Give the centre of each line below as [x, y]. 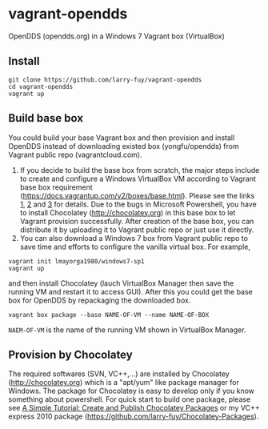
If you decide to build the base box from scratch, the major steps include [140, 170]
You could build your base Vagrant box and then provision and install [122, 138]
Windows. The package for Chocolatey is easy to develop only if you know [131, 391]
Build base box [46, 118]
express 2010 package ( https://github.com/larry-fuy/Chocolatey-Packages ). [134, 416]
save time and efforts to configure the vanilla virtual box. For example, [135, 247]
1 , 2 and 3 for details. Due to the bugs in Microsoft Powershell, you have [138, 204]
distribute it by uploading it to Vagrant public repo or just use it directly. [137, 230]
